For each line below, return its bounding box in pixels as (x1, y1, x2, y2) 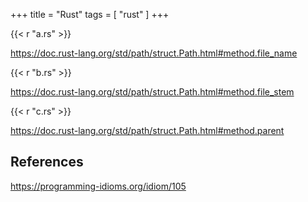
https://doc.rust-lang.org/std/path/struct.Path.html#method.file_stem (10, 86, 295, 98)
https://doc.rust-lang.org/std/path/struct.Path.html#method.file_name (10, 47, 298, 59)
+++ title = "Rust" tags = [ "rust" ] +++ (10, 9, 170, 20)
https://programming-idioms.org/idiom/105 (10, 180, 187, 192)
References (10, 154, 84, 171)
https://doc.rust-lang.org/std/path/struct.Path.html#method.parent (10, 125, 285, 136)
